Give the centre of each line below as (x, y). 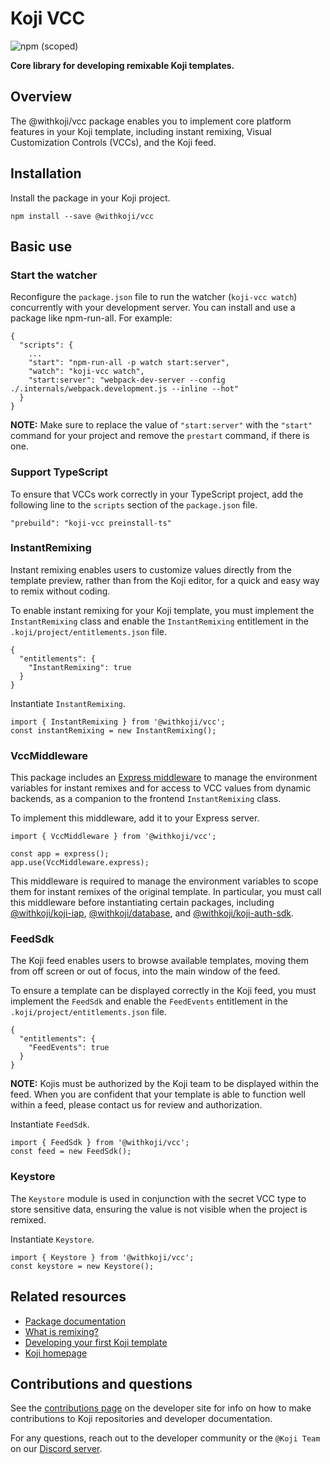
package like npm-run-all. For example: (91, 318)
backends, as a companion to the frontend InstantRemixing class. (146, 799)
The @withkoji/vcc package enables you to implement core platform (151, 121)
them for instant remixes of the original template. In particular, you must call (166, 892)
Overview (41, 97)
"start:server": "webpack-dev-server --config (127, 380)
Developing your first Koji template (96, 1342)
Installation (46, 173)
